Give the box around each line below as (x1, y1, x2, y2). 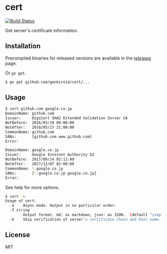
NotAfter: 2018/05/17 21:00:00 (5, 125, 75, 130)
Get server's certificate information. (5, 27, 79, 33)
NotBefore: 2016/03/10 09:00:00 (5, 121, 75, 126)
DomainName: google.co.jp (5, 148, 59, 153)
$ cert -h (5, 194, 26, 199)
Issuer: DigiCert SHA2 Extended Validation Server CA (5, 116, 128, 121)
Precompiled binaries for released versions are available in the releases (5, 55, 152, 61)
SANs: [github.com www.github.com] (5, 134, 92, 139)
